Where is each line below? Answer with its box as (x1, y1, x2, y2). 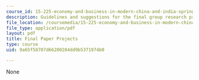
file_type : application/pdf (6, 25, 76, 31)
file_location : (6, 19, 44, 25)
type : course (6, 42, 38, 48)
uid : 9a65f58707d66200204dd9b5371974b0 (6, 47, 105, 53)
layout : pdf (6, 31, 36, 36)
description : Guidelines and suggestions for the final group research (6, 14, 187, 20)
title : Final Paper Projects (6, 36, 78, 42)
